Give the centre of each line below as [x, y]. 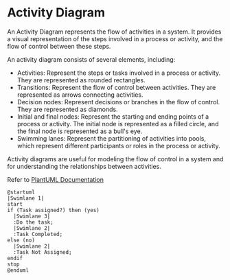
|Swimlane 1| [26, 198]
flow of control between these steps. [59, 46]
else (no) [21, 240]
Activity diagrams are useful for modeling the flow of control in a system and [115, 159]
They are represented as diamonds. [67, 109]
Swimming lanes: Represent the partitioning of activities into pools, [111, 138]
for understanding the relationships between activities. [84, 166]
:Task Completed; [38, 234]
